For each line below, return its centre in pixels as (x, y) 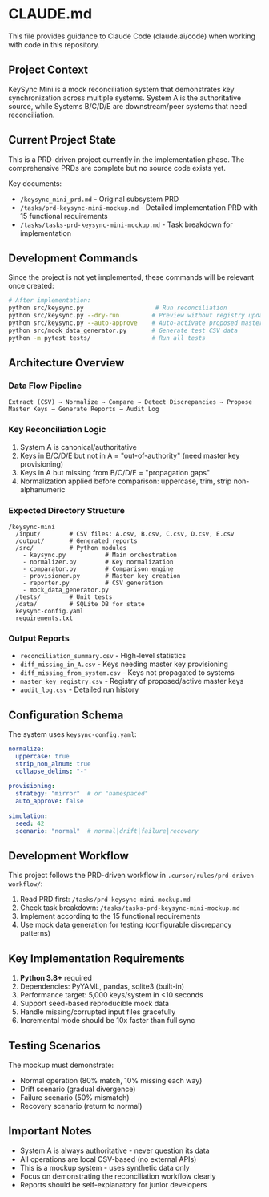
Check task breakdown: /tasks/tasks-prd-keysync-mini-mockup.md (130, 908)
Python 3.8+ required (56, 978)
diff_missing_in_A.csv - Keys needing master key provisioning (124, 664)
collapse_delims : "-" (52, 771)
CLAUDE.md (50, 14)
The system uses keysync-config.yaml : (73, 734)
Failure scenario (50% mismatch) (74, 1097)
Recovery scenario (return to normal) (81, 1106)
